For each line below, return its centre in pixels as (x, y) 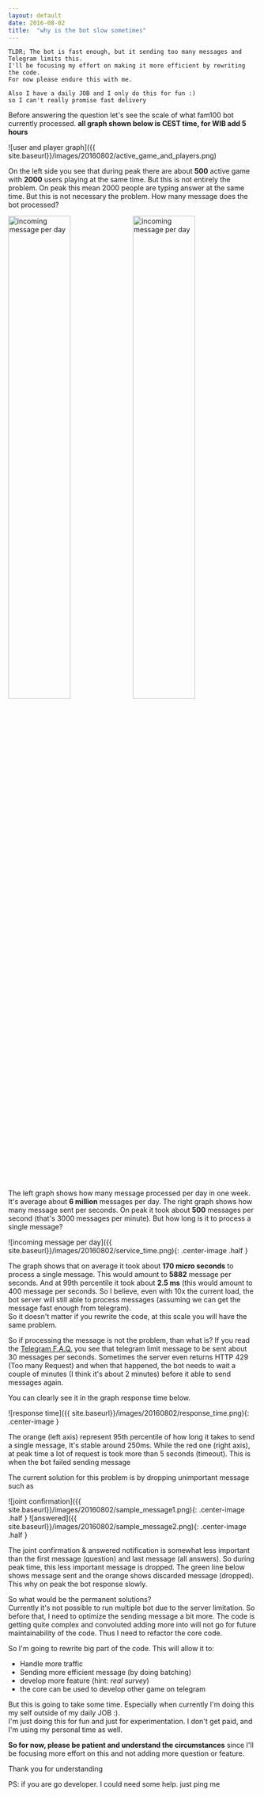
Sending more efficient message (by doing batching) (106, 1673)
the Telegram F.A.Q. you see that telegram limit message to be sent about (128, 1349)
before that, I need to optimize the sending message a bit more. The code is (132, 1616)
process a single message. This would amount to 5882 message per (120, 1275)
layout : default (35, 15)
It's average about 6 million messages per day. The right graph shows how (130, 1202)
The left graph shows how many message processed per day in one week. (130, 1193)
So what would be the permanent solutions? (80, 1600)
